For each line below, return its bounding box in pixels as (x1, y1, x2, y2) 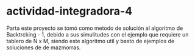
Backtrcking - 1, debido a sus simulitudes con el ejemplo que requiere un (6, 30, 189, 38)
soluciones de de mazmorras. (6, 44, 81, 51)
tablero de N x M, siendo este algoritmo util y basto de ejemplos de (6, 37, 175, 44)
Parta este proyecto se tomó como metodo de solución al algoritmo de (6, 24, 183, 32)
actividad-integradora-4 (6, 4, 133, 18)
